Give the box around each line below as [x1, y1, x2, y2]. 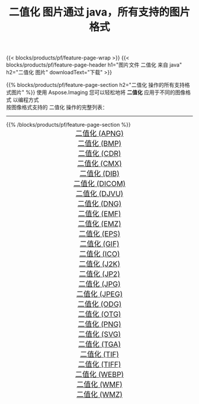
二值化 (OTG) [78, 310, 121, 319]
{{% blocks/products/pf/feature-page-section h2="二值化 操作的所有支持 [6, 82, 185, 89]
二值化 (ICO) [79, 249, 120, 259]
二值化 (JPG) [78, 280, 121, 289]
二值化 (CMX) [76, 159, 123, 168]
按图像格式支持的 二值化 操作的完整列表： [6, 104, 108, 111]
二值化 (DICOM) [73, 179, 126, 189]
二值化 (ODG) [77, 300, 122, 309]
